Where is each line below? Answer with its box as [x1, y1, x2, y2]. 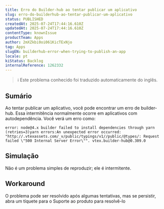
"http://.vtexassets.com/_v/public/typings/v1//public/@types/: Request [5, 134, 160, 139]
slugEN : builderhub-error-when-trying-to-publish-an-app [5, 49, 126, 54]
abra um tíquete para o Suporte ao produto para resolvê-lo [5, 198, 126, 204]
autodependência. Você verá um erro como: [5, 115, 96, 121]
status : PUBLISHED [5, 16, 43, 21]
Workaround [5, 180, 45, 188]
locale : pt [5, 53, 28, 59]
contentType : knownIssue [5, 30, 57, 35]
